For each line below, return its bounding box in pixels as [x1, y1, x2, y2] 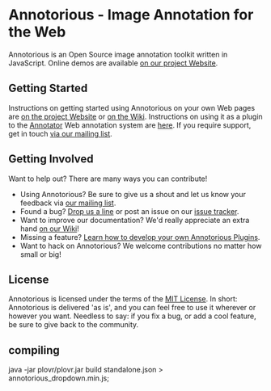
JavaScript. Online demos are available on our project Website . [8, 58, 218, 68]
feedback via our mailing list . [19, 198, 116, 208]
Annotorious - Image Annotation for [8, 6, 254, 24]
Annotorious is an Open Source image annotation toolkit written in [8, 49, 228, 59]
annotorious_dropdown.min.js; [8, 373, 109, 383]
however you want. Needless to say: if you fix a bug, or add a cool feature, [8, 311, 256, 321]
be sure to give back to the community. [8, 320, 139, 330]
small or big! [19, 249, 62, 259]
